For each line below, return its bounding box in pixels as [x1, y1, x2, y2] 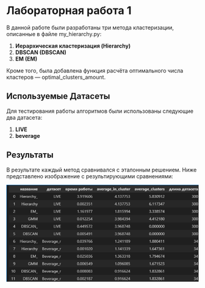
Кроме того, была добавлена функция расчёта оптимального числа [6, 67, 184, 74]
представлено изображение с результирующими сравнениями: [6, 172, 174, 180]
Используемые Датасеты [6, 91, 110, 101]
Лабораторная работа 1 [6, 4, 132, 18]
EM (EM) [15, 55, 38, 62]
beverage [15, 132, 41, 139]
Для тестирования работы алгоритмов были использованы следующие [6, 107, 194, 115]
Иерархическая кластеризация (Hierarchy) [15, 42, 131, 49]
